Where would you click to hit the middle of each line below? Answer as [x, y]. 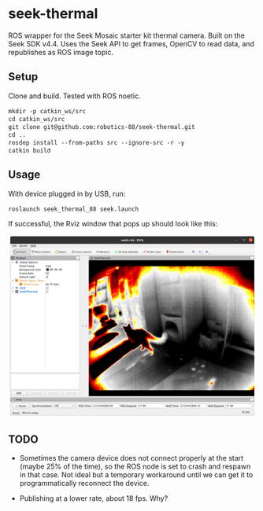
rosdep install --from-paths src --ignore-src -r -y [96, 142]
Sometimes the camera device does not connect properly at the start [131, 458]
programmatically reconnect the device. [84, 483]
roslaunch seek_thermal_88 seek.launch [74, 209]
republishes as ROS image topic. [61, 52]
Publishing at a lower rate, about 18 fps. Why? [94, 498]
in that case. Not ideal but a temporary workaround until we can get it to [136, 475]
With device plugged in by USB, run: [67, 193]
